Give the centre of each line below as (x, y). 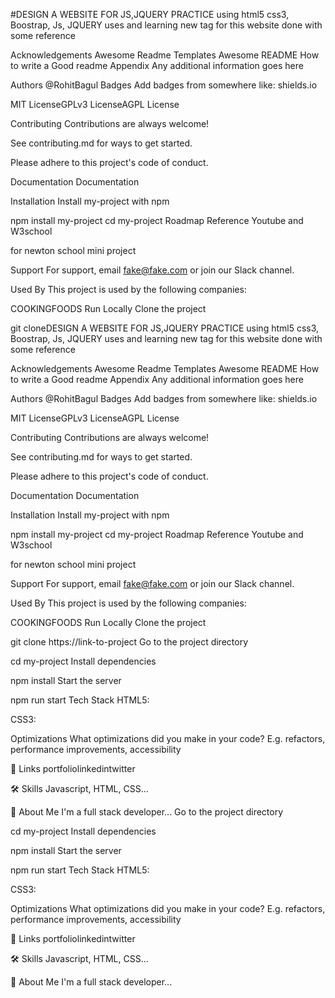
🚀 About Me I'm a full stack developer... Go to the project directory (147, 812)
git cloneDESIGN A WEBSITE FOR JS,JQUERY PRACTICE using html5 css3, (165, 328)
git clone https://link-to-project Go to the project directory (129, 642)
